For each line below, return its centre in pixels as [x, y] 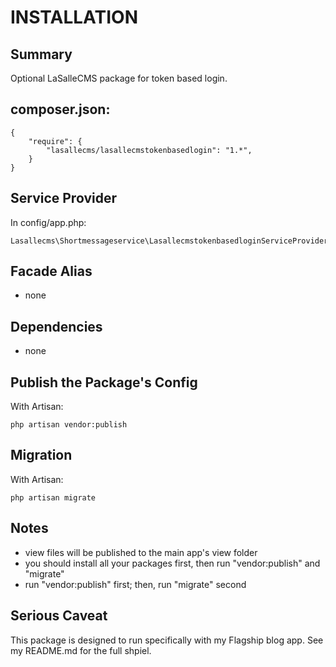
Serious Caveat [59, 616]
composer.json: [60, 109]
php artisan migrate [53, 497]
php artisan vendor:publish [69, 425]
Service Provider [63, 198]
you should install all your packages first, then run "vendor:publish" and [172, 563]
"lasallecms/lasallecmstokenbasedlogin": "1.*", [149, 150]
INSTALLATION [74, 17]
